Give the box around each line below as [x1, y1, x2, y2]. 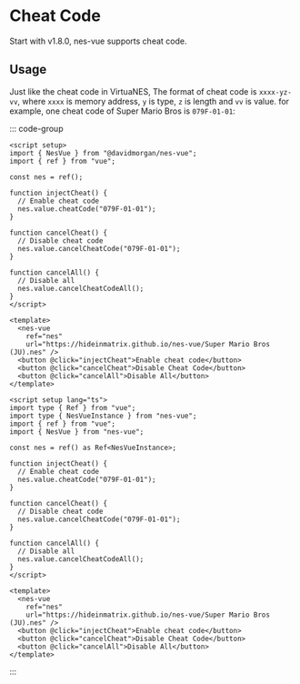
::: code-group [9, 123, 64, 134]
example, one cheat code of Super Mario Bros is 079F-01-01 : [9, 106, 236, 116]
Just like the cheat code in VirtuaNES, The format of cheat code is [9, 85, 257, 96]
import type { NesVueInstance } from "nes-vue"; [9, 411, 197, 420]
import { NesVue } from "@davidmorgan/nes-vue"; [9, 148, 197, 157]
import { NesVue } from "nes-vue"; [9, 427, 145, 437]
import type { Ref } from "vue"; [9, 403, 136, 412]
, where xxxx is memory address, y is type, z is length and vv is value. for [17, 96, 289, 106]
